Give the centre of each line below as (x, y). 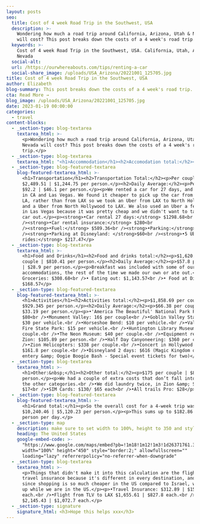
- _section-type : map (38, 423)
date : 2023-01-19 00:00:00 (40, 106)
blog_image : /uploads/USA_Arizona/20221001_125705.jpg (76, 100)
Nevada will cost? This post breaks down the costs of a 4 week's (106, 145)
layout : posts (24, 12)
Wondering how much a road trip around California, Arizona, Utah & (104, 34)
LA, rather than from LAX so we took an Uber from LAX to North (103, 201)
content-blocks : (26, 123)
